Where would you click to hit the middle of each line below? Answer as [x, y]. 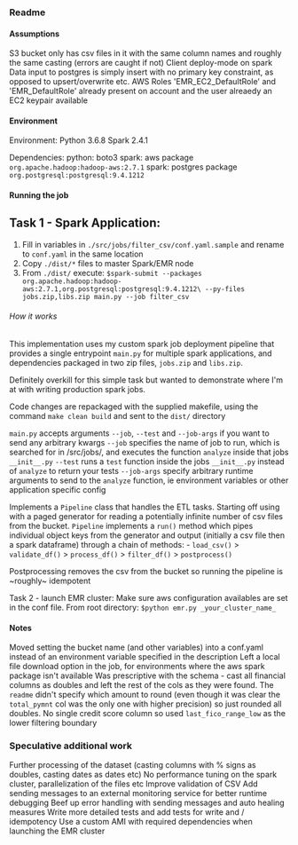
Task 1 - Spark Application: [85, 223]
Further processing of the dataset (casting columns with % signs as [133, 765]
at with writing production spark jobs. [78, 389]
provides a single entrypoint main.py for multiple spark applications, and [141, 353]
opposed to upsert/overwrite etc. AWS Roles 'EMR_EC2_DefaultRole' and [143, 82]
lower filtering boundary [53, 723]
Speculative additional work [71, 746]
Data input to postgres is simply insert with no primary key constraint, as [141, 72]
